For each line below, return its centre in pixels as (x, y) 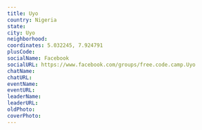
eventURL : (21, 90)
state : (17, 26)
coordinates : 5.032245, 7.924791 (55, 45)
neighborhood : (28, 39)
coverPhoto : (24, 116)
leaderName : (24, 97)
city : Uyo (21, 33)
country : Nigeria (32, 20)
